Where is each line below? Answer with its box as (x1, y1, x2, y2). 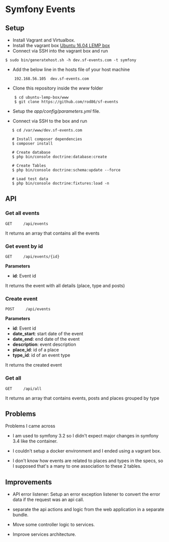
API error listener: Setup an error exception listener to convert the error (12, 491, 160, 498)
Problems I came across (5, 423, 55, 429)
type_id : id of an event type (12, 352, 71, 358)
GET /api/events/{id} (5, 254, 60, 259)
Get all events (5, 210, 40, 217)
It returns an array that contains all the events (5, 230, 100, 236)
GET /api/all (5, 386, 42, 391)
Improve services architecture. (12, 531, 77, 537)
